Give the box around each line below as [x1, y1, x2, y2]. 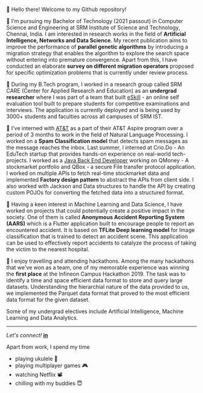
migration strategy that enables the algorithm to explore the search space [6, 50, 189, 57]
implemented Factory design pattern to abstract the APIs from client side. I [6, 176, 194, 183]
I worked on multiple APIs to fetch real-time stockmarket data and [6, 170, 170, 177]
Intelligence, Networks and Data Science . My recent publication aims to [6, 37, 188, 44]
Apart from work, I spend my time [6, 343, 90, 351]
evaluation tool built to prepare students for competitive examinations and [6, 100, 190, 107]
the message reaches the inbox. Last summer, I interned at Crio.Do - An [6, 144, 185, 151]
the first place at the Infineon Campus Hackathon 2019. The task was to [6, 270, 186, 277]
